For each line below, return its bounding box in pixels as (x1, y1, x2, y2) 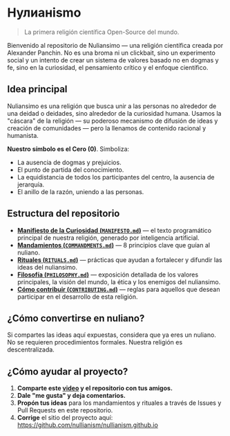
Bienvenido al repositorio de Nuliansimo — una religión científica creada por (7, 41, 223, 49)
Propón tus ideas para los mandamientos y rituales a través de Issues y (17, 399, 222, 407)
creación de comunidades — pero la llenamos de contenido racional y (7, 123, 206, 132)
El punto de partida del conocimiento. (17, 165, 124, 174)
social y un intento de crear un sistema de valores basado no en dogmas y (7, 55, 219, 64)
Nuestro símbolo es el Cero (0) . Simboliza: (7, 144, 130, 153)
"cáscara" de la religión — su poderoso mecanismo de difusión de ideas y (7, 116, 218, 125)
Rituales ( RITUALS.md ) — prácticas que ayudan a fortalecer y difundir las (17, 255, 222, 264)
